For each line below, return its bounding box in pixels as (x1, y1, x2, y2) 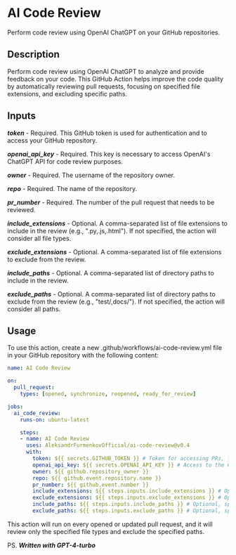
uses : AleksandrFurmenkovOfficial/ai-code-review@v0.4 (25, 442, 190, 449)
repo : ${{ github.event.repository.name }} (32, 474, 162, 482)
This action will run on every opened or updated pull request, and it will (7, 520, 213, 528)
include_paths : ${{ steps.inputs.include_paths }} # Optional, (32, 501, 221, 508)
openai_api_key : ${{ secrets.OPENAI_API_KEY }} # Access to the (32, 462, 225, 469)
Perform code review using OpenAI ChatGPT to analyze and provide (7, 67, 205, 75)
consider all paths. (7, 304, 61, 313)
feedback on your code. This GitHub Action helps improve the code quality (7, 74, 223, 83)
